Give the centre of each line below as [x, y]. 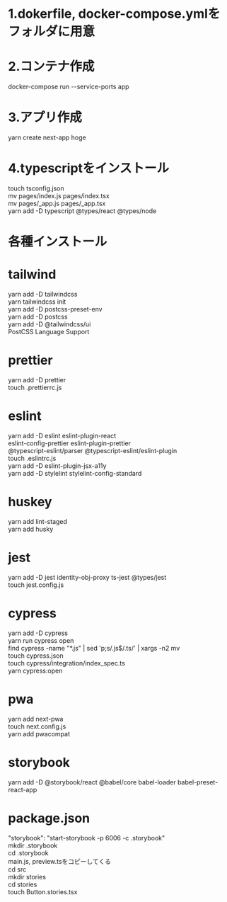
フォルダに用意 [52, 32]
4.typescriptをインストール [89, 168]
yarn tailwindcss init [37, 302]
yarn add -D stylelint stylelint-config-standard [75, 473]
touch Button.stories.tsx [43, 891]
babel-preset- [198, 782]
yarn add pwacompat [39, 733]
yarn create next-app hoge [47, 137]
